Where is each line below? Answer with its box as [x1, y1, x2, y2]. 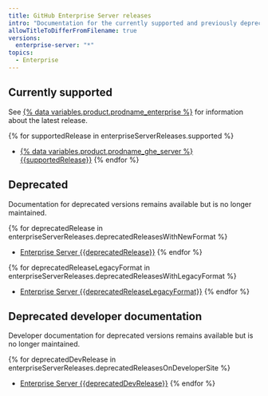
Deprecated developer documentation [8, 309, 202, 323]
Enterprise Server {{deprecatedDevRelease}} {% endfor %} [19, 378, 215, 388]
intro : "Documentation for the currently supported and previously [8, 19, 238, 27]
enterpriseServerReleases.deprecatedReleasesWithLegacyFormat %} [8, 271, 237, 280]
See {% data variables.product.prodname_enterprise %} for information [8, 107, 244, 117]
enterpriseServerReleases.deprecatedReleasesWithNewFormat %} [8, 232, 228, 241]
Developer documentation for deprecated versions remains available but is [8, 331, 254, 340]
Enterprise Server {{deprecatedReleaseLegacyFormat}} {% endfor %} [19, 287, 250, 296]
